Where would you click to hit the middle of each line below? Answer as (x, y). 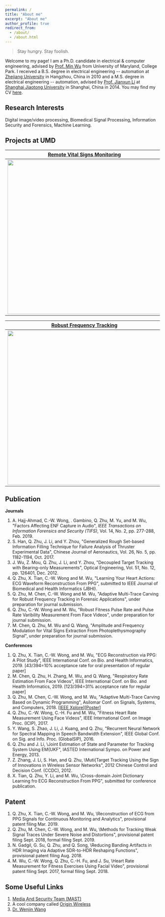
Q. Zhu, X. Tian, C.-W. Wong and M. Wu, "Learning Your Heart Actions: (84, 578)
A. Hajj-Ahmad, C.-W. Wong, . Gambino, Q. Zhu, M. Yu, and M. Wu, (80, 520)
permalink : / (18, 10)
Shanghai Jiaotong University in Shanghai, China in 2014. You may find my (80, 87)
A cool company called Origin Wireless (51, 904)
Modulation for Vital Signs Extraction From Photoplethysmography (79, 631)
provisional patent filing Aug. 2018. (47, 856)
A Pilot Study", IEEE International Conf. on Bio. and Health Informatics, (83, 660)
